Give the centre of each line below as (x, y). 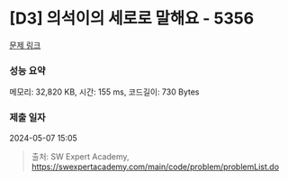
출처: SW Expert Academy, (80, 156)
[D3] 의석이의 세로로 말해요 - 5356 (132, 18)
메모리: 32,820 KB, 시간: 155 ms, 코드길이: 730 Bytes (104, 92)
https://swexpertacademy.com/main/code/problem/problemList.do (155, 167)
